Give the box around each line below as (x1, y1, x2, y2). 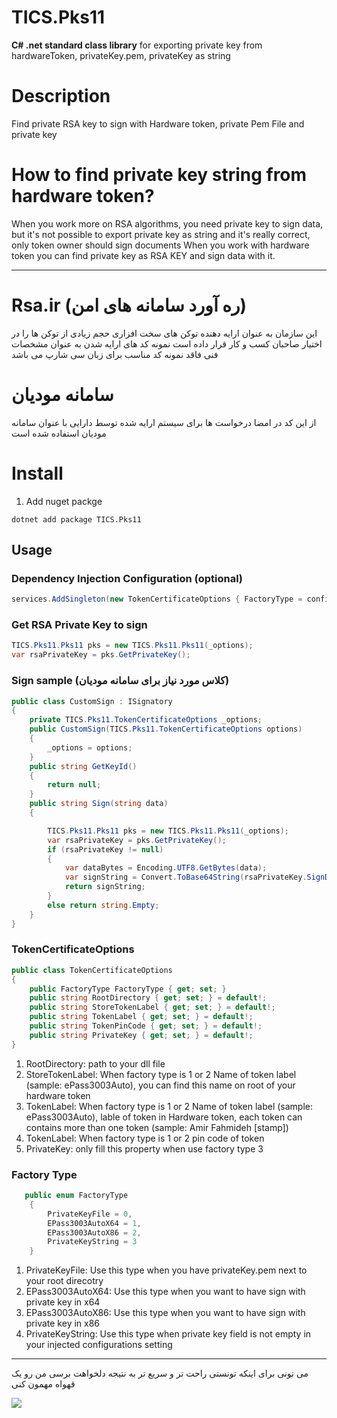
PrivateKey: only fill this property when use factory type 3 (25, 1142, 264, 1155)
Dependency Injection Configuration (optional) (11, 571, 244, 585)
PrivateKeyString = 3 (47, 1237, 138, 1247)
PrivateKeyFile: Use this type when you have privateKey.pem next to (25, 1264, 308, 1276)
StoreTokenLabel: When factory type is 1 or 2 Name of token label (25, 1068, 297, 1080)
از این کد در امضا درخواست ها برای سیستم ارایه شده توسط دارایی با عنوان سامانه (11, 416, 317, 428)
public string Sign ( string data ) (29, 799, 169, 809)
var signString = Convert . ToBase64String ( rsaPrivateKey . (64, 872, 308, 883)
